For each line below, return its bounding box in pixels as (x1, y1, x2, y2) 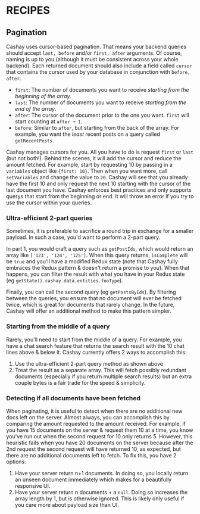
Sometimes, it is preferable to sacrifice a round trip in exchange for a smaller (6, 228, 194, 235)
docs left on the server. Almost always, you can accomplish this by (6, 413, 170, 420)
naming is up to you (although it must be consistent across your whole (6, 56, 179, 63)
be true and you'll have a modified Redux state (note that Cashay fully (6, 258, 179, 265)
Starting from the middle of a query (6, 322, 110, 331)
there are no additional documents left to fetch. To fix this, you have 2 (6, 451, 177, 459)
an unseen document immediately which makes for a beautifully (14, 476, 172, 483)
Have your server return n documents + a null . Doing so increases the (14, 488, 188, 496)
